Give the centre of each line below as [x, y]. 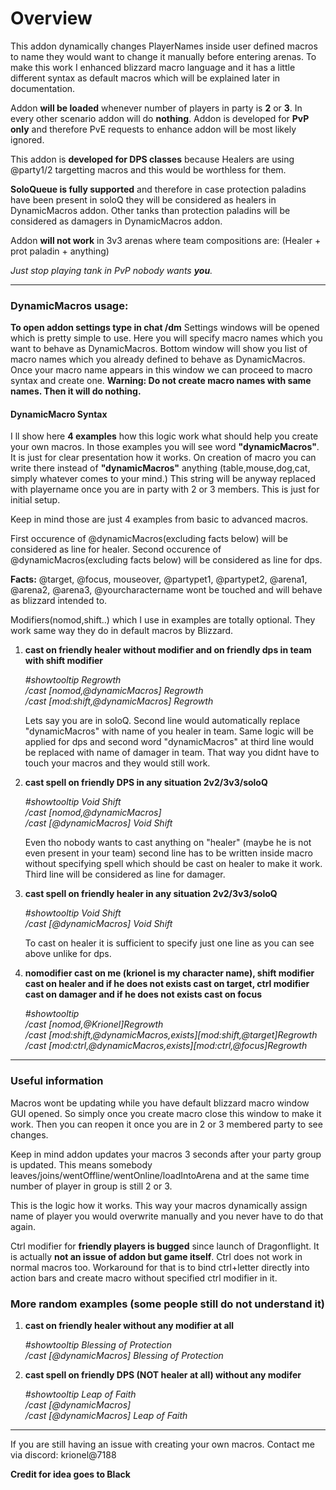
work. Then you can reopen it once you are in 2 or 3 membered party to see [166, 1124]
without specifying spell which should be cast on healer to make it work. [173, 864]
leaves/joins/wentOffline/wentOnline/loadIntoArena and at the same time [160, 1175]
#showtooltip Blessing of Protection [98, 1345]
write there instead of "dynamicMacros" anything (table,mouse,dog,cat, [160, 468]
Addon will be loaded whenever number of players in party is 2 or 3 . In [156, 108]
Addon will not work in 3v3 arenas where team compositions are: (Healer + [166, 240]
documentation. [43, 88]
